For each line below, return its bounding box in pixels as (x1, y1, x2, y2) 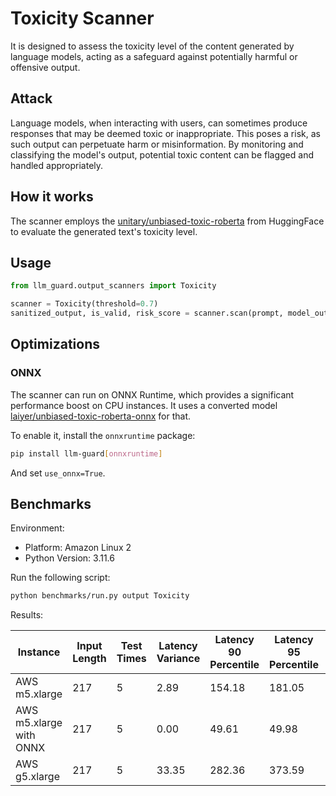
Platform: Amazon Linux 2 (24, 542, 132, 554)
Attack (10, 90, 53, 107)
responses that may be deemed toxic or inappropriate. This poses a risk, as (10, 127, 321, 139)
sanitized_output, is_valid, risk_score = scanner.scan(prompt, (10, 308, 284, 319)
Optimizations (10, 336, 100, 353)
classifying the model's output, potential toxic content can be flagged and (10, 148, 314, 161)
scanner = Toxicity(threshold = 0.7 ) (10, 299, 159, 309)
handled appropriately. (10, 159, 104, 171)
